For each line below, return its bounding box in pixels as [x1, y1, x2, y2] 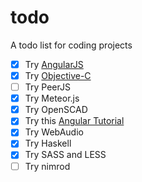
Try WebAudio [24, 126, 84, 138]
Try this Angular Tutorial [24, 115, 125, 127]
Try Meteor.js [24, 92, 80, 105]
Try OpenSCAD [24, 104, 88, 116]
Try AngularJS [24, 58, 84, 70]
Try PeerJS [24, 81, 71, 93]
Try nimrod [24, 160, 71, 172]
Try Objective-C [24, 70, 92, 81]
